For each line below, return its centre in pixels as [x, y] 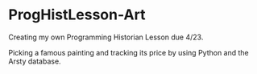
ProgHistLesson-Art [77, 15]
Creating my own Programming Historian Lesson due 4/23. [106, 37]
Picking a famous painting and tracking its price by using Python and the [129, 52]
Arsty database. [35, 61]
